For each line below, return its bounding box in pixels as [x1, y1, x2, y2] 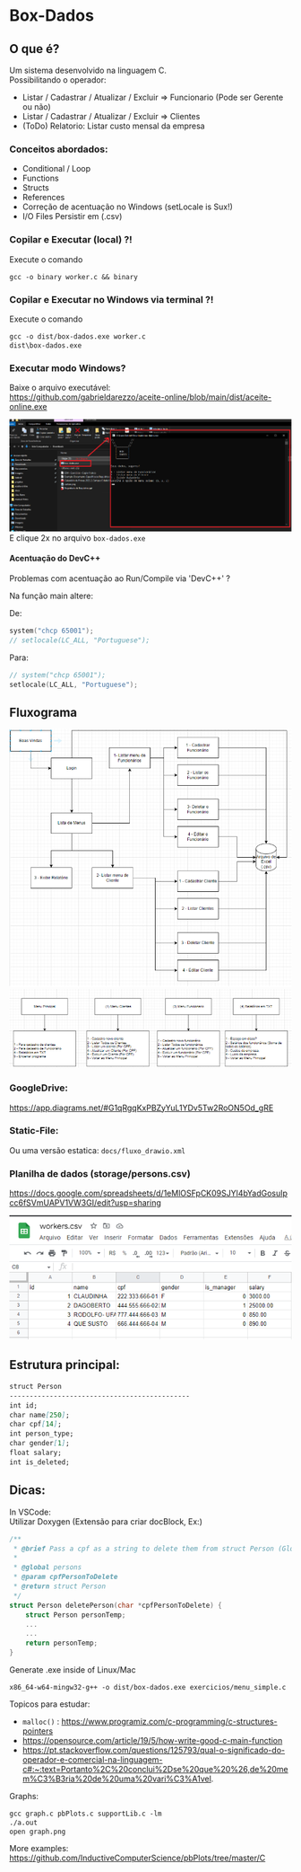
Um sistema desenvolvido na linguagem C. [9, 65, 168, 75]
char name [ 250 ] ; [9, 1410, 70, 1419]
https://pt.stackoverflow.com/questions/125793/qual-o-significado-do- [21, 1744, 285, 1755]
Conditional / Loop [21, 163, 91, 174]
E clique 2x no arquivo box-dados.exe [9, 532, 146, 543]
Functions [21, 172, 60, 184]
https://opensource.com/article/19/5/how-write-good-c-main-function [21, 1735, 283, 1745]
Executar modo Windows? [9, 361, 126, 374]
